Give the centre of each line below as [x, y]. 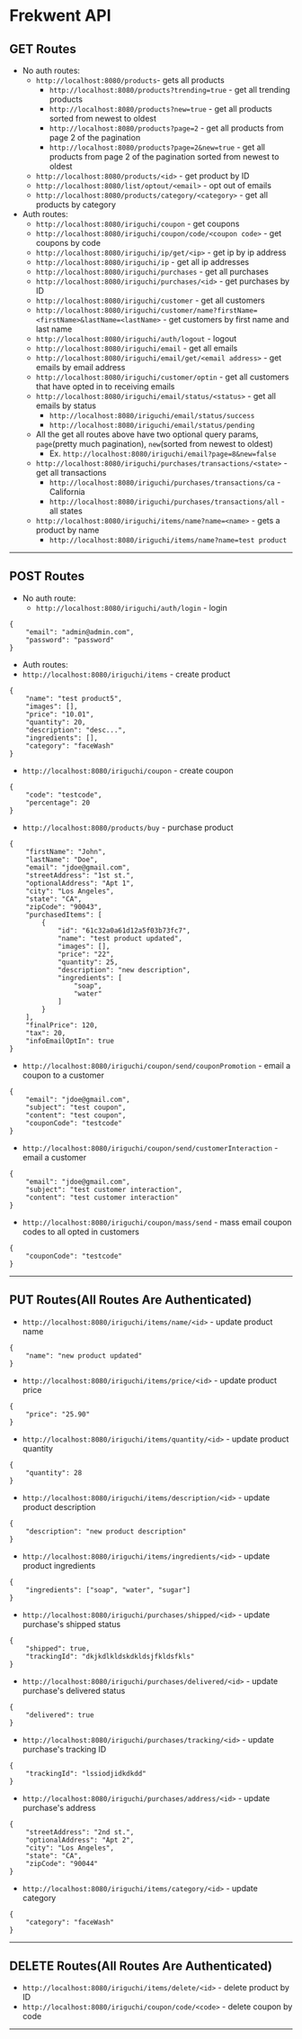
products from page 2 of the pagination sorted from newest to [164, 157]
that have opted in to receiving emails [105, 387]
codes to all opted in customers [80, 1232]
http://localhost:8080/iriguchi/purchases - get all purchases [152, 272]
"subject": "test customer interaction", [104, 1189]
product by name [67, 530]
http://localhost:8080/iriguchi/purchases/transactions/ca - [165, 482]
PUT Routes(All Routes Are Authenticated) [131, 1300]
